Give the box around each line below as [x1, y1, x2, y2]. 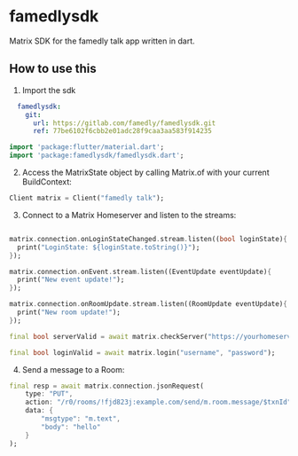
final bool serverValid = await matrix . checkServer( [9, 332, 208, 341]
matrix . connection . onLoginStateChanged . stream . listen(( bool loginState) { [9, 234, 288, 243]
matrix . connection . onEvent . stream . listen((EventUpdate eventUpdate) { [9, 267, 272, 276]
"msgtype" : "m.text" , [41, 414, 122, 423]
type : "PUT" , [25, 389, 74, 398]
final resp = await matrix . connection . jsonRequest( [9, 381, 204, 390]
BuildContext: [21, 177, 73, 187]
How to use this [9, 61, 98, 76]
